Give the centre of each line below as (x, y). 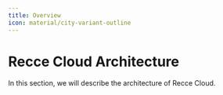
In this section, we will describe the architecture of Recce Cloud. (112, 83)
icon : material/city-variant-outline (70, 23)
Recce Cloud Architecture (94, 62)
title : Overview (34, 15)
